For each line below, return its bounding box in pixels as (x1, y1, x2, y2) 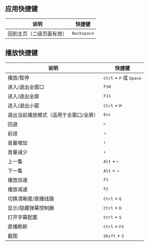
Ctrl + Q (103, 195, 122, 202)
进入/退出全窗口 (7, 83, 45, 90)
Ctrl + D (103, 204, 122, 211)
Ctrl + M (103, 102, 122, 109)
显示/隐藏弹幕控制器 (7, 204, 54, 211)
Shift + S (103, 232, 124, 239)
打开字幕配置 (7, 214, 38, 221)
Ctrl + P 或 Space (103, 74, 142, 81)
